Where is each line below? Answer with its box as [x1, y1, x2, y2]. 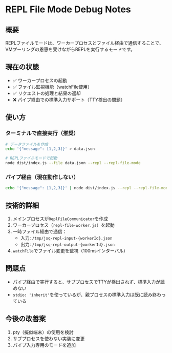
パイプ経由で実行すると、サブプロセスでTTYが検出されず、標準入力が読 [12, 279, 165, 285]
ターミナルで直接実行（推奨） [5, 130, 79, 137]
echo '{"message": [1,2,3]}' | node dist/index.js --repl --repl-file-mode [5, 186, 170, 191]
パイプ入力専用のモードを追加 [12, 342, 76, 348]
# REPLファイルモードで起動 [5, 155, 57, 161]
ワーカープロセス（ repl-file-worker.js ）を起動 [12, 222, 115, 228]
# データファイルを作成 [5, 142, 49, 147]
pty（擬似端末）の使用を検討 [12, 329, 74, 335]
